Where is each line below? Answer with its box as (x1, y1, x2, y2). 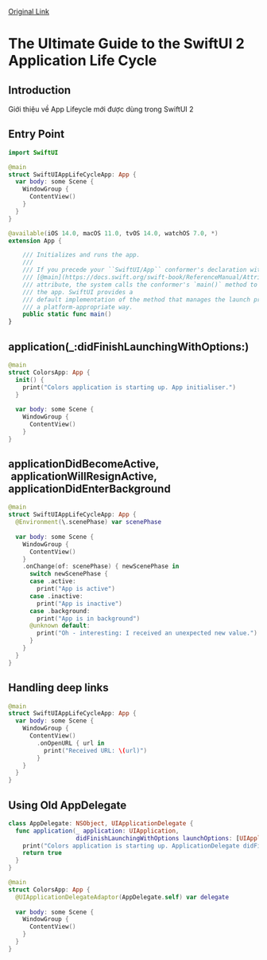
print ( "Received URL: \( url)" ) (43, 746, 148, 754)
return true (22, 849, 62, 857)
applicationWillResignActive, (10, 470, 157, 483)
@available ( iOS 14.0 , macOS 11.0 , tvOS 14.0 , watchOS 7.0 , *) (8, 229, 219, 238)
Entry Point (8, 128, 65, 141)
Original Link (8, 7, 50, 16)
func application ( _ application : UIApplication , (15, 827, 180, 835)
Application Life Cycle (8, 52, 157, 70)
